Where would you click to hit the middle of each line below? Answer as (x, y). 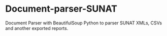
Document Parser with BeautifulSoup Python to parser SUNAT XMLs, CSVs (84, 23)
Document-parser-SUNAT (61, 9)
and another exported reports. (37, 28)
